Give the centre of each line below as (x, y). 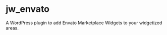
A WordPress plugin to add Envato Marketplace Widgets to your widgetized (84, 23)
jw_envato (28, 9)
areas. (12, 28)
